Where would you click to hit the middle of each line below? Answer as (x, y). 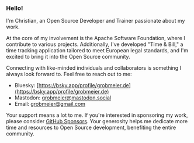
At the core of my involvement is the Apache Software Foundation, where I (96, 38)
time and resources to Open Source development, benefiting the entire (91, 128)
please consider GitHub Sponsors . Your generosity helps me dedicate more (97, 121)
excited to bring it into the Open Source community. (68, 57)
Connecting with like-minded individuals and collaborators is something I (93, 68)
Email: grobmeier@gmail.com (50, 104)
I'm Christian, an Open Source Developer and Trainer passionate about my (96, 21)
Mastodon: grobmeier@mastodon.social (63, 98)
